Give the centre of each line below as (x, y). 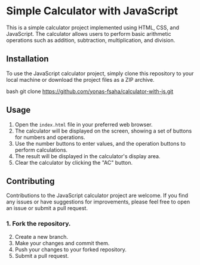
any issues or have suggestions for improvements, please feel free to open (98, 202)
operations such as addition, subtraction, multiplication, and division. (91, 40)
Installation (27, 59)
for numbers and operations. (50, 137)
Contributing (30, 181)
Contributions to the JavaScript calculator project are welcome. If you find (97, 196)
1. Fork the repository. (39, 224)
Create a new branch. (41, 236)
